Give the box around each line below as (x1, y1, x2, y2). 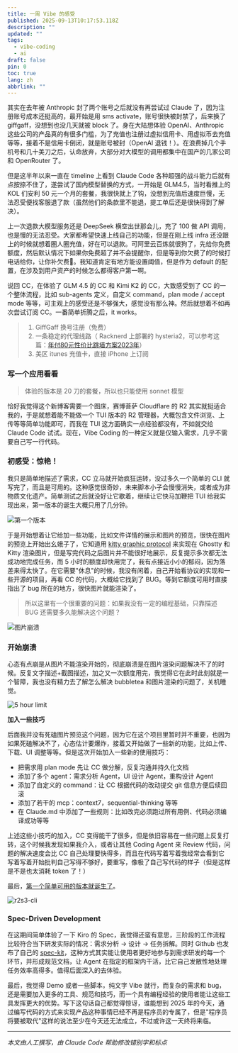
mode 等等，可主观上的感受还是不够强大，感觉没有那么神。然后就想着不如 (7, 299, 225, 308)
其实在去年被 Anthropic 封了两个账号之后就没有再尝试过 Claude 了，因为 (7, 104, 219, 112)
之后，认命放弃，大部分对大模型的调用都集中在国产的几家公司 (50, 147, 231, 156)
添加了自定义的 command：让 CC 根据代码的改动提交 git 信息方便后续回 (17, 781, 228, 789)
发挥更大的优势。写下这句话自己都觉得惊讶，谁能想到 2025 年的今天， (13, 999, 219, 1008)
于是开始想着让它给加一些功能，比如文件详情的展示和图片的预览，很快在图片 (7, 530, 231, 539)
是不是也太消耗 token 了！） (7, 867, 90, 876)
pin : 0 (7, 63, 27, 70)
